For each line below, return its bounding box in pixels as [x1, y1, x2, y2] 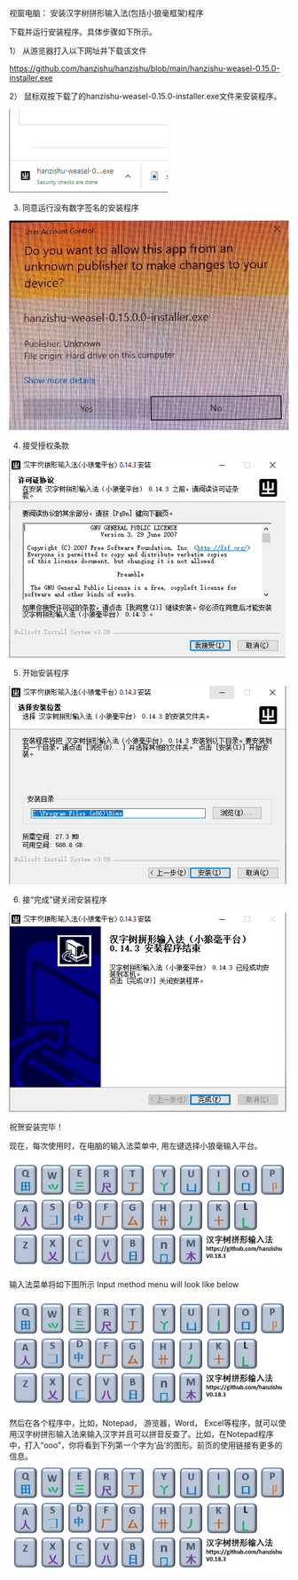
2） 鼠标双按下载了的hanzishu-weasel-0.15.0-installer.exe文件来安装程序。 [9, 91, 282, 101]
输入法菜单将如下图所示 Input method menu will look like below [9, 1279, 239, 1290]
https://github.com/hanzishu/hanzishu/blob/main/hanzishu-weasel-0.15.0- [9, 63, 280, 74]
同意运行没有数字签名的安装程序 [21, 202, 139, 213]
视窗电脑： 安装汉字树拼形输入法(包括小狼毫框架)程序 [9, 8, 204, 18]
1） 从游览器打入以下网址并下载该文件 [9, 45, 147, 56]
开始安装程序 [21, 667, 69, 678]
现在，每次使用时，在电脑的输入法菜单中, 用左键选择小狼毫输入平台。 [9, 1140, 263, 1151]
